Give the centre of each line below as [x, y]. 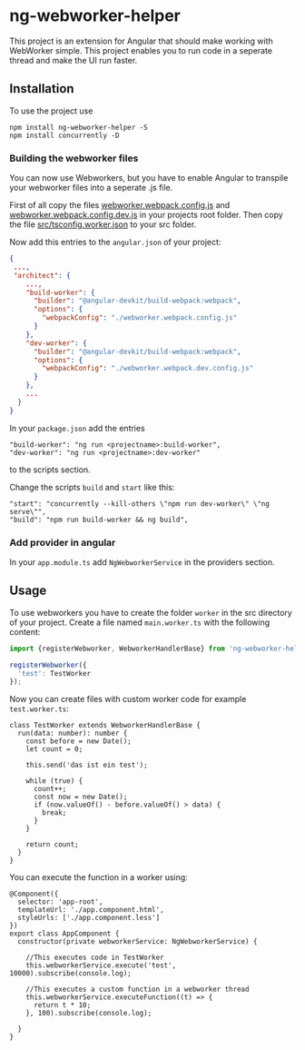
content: [25, 631]
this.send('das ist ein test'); [87, 765]
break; [54, 813]
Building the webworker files [74, 158]
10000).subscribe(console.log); [70, 974]
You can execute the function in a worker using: [98, 877]
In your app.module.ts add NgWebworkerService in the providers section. [142, 562]
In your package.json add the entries [77, 428]
